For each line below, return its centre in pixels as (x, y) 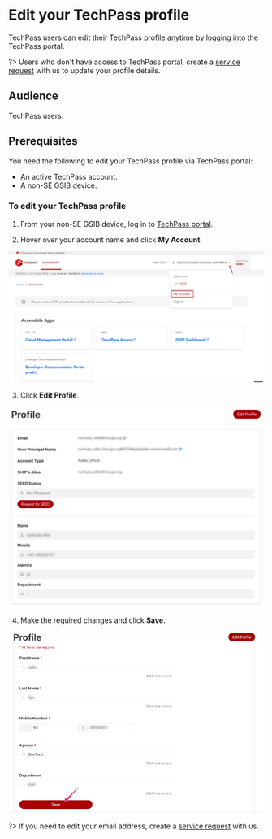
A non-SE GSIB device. (58, 185)
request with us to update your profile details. (84, 70)
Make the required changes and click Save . (93, 620)
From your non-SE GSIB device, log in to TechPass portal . (117, 224)
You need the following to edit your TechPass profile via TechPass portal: (131, 161)
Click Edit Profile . (50, 395)
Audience (34, 96)
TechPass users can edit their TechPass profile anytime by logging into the (133, 37)
